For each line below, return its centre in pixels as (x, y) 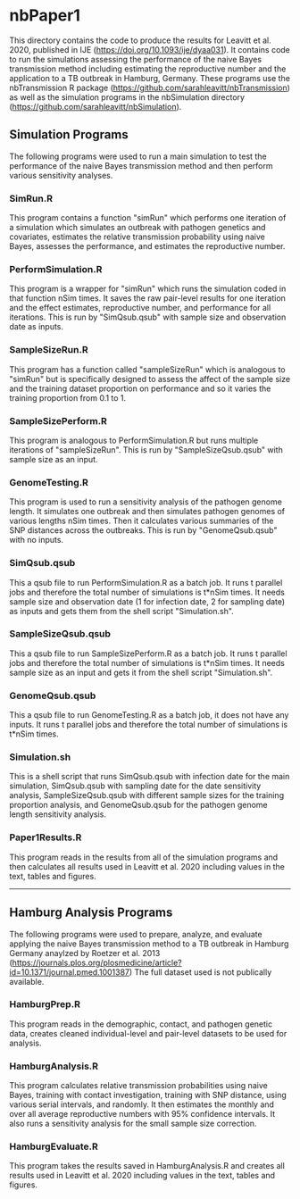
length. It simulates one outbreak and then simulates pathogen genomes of (147, 512)
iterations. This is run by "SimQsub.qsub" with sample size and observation (148, 317)
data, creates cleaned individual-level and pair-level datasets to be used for (148, 1033)
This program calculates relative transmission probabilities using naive (138, 1086)
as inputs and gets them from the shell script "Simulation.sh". (121, 611)
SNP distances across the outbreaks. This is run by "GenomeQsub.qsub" (144, 530)
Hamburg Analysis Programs (91, 913)
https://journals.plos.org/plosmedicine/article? (97, 962)
